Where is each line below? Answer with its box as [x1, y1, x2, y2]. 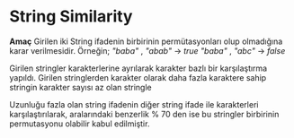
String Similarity [9, 6, 133, 27]
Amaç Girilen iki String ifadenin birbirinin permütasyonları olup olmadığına [9, 36, 283, 47]
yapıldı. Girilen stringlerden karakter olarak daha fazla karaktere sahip [9, 72, 267, 82]
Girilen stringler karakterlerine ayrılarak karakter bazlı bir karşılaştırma [9, 63, 268, 73]
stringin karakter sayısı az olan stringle [9, 82, 152, 92]
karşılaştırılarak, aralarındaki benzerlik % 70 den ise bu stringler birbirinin [9, 108, 280, 119]
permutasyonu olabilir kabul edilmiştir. [9, 118, 150, 129]
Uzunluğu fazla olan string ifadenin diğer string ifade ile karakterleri [9, 99, 259, 109]
